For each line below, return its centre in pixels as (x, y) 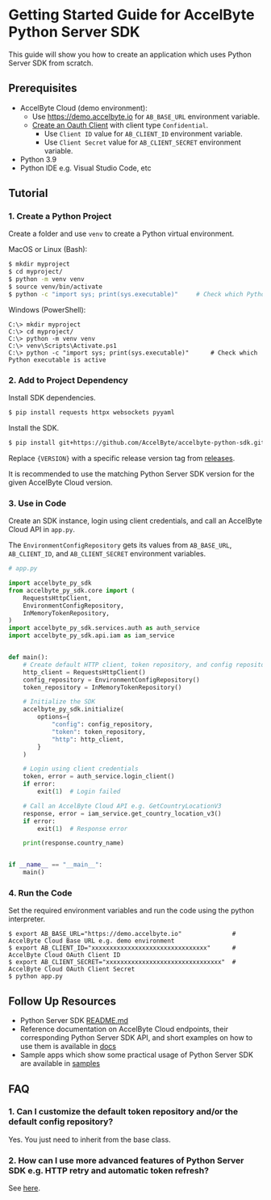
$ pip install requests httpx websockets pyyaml (92, 413)
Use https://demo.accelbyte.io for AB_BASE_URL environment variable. (146, 116)
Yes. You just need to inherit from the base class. (90, 1139)
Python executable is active (57, 360)
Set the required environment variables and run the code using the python (131, 911)
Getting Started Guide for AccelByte (131, 15)
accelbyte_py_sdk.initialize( (74, 709)
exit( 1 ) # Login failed (79, 792)
